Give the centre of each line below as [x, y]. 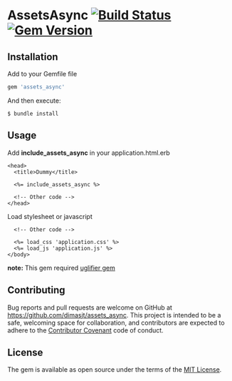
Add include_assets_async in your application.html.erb [89, 153]
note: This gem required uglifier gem [61, 268]
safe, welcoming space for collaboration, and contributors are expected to [116, 322]
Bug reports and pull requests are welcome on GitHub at [90, 308]
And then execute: [34, 101]
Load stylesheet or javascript [50, 216]
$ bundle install [33, 113]
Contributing [36, 290]
